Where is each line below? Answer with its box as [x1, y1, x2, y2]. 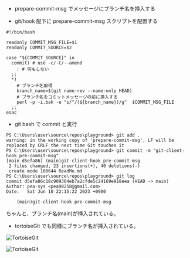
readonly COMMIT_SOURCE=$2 [6, 45, 72, 50]
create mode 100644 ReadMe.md [8, 168, 83, 174]
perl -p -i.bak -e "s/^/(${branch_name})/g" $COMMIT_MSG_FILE [16, 99, 175, 105]
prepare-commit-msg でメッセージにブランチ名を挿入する [14, 5, 155, 12]
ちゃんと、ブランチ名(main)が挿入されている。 [6, 210, 119, 217]
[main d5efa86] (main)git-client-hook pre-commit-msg [6, 158, 141, 164]
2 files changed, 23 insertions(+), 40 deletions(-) [8, 163, 141, 169]
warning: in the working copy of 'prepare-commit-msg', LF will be [6, 137, 175, 143]
